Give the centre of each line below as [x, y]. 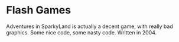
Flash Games [39, 10]
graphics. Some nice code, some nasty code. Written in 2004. [82, 32]
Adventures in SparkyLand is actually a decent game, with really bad [89, 26]
